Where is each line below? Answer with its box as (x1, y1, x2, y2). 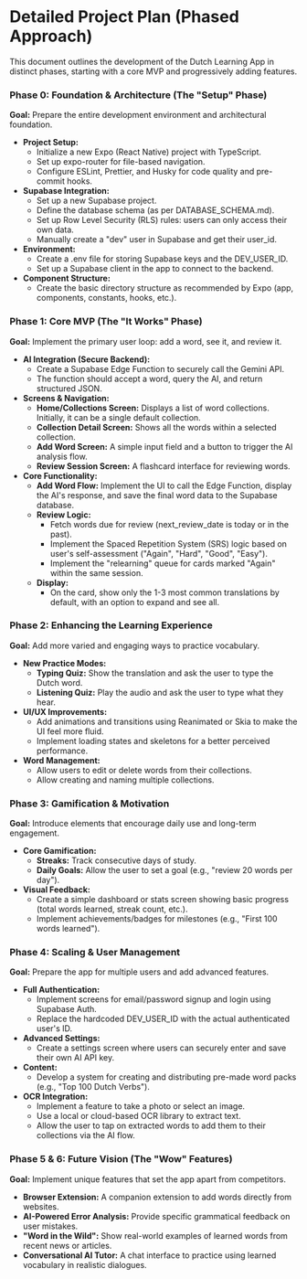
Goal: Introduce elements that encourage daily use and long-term (9, 818, 258, 829)
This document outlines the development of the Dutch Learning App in (9, 56, 274, 67)
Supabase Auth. (36, 1004, 98, 1015)
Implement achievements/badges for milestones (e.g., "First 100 (36, 913, 278, 924)
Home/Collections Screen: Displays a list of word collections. (36, 402, 270, 413)
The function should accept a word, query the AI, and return (36, 373, 263, 384)
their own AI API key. (36, 1052, 115, 1063)
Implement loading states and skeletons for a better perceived (36, 735, 270, 746)
